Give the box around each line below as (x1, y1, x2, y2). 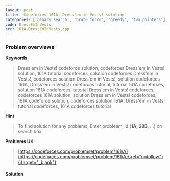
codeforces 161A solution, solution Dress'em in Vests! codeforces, (17, 92, 157, 98)
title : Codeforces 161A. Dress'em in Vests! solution (5, 12, 125, 17)
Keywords (5, 55, 28, 62)
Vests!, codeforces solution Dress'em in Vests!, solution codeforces (17, 76, 160, 82)
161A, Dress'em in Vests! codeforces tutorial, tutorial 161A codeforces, (17, 82, 165, 88)
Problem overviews (5, 44, 55, 51)
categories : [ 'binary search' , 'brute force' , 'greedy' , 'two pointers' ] (5, 17, 166, 22)
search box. (17, 129, 43, 135)
